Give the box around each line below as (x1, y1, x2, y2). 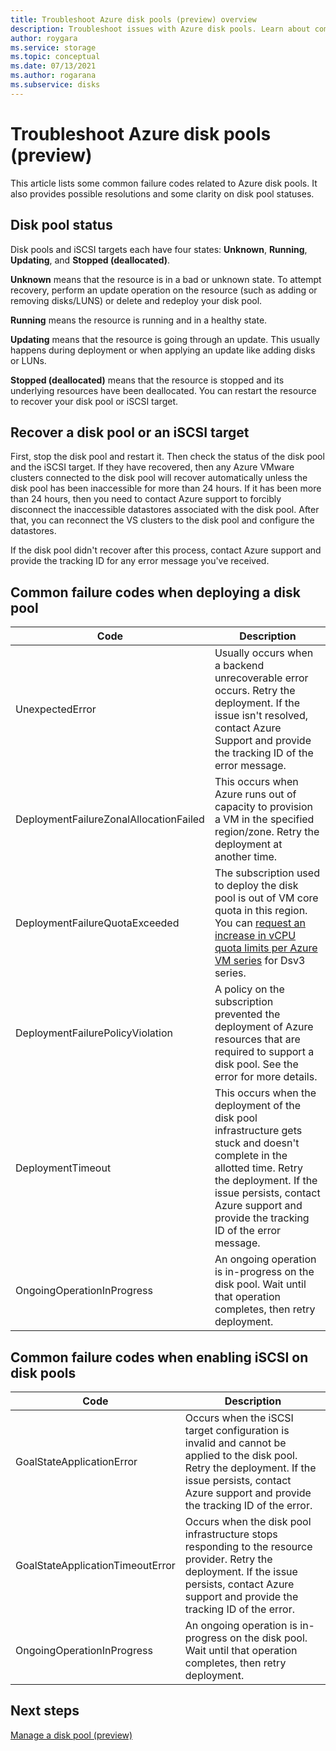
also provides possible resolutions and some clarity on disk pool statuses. (10, 187, 315, 200)
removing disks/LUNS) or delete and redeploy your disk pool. (10, 294, 263, 306)
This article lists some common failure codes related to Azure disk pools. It (10, 177, 318, 189)
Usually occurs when (214, 646, 314, 660)
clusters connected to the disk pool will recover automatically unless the (10, 472, 308, 484)
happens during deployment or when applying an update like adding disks (10, 344, 316, 356)
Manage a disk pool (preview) (10, 1729, 133, 1741)
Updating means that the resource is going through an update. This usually (10, 333, 320, 345)
